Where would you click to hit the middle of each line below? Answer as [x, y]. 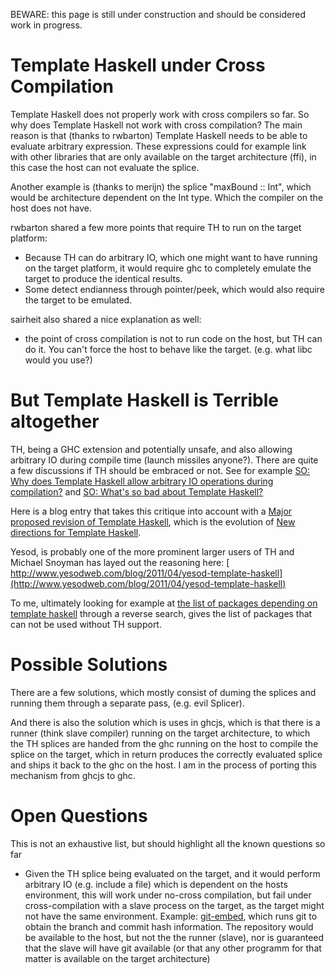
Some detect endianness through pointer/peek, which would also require [174, 289]
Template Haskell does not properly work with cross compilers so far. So [160, 114]
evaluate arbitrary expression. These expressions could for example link [158, 146]
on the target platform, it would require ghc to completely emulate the [168, 268]
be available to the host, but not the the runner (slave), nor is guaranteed [174, 937]
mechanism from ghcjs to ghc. [73, 775]
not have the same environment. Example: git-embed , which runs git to [171, 916]
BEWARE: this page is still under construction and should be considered [158, 14]
